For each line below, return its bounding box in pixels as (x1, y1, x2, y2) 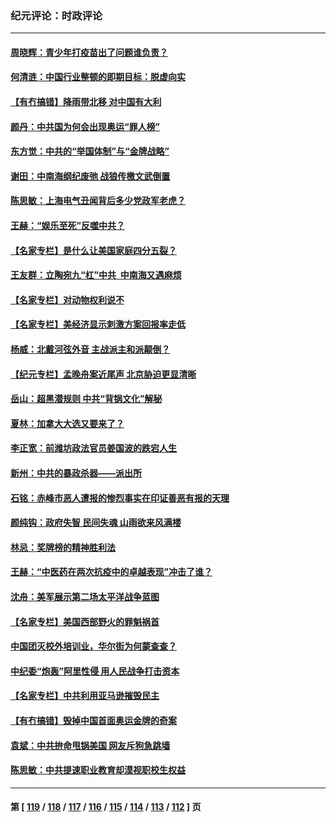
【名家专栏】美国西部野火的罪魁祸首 (10, 615, 160, 627)
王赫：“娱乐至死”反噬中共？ (10, 220, 126, 232)
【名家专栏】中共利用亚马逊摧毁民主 (10, 690, 160, 702)
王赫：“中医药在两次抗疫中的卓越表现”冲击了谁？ (10, 566, 213, 578)
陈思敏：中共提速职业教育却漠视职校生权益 (10, 764, 186, 776)
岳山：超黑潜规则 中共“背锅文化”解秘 (10, 393, 163, 405)
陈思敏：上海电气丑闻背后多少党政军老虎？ (10, 195, 186, 207)
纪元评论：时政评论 (10, 8, 103, 22)
